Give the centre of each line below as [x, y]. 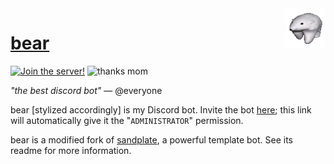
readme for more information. [71, 150]
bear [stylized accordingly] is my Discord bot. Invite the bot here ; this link [161, 109]
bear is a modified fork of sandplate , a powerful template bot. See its [152, 139]
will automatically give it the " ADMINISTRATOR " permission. [127, 120]
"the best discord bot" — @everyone [86, 90]
